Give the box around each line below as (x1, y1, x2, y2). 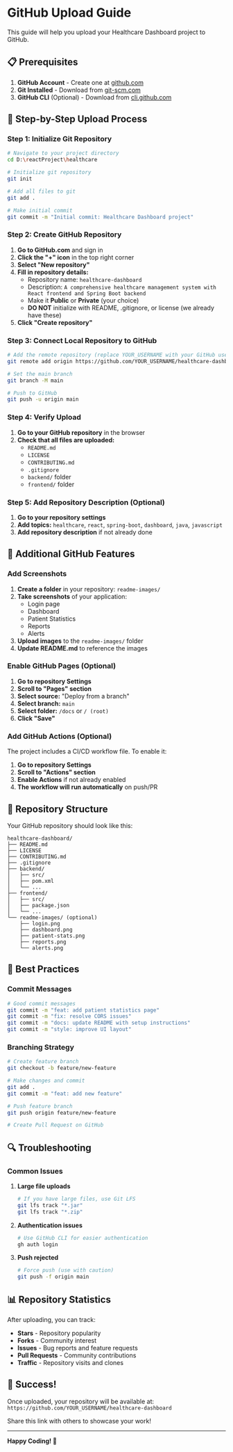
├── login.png (19, 920, 60, 927)
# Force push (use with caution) (17, 1267, 114, 1274)
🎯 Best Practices (7, 964, 80, 975)
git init (7, 175, 33, 182)
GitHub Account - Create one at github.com (17, 78, 144, 86)
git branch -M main (7, 377, 64, 384)
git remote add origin (7, 358, 73, 365)
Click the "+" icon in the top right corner (17, 253, 135, 262)
